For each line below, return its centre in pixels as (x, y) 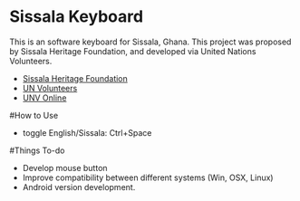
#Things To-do (37, 150)
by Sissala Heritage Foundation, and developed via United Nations (133, 51)
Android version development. (79, 187)
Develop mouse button (65, 167)
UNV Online (44, 98)
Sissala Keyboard (76, 17)
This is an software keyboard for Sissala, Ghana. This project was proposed (150, 42)
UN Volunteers (50, 88)
